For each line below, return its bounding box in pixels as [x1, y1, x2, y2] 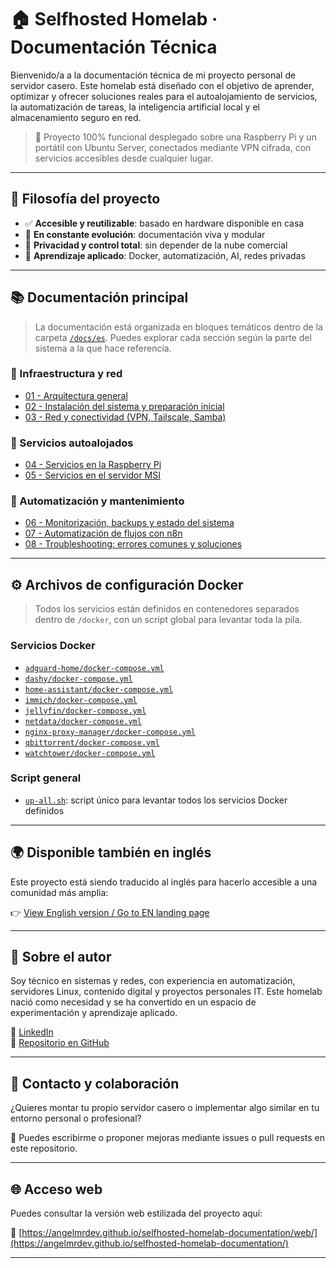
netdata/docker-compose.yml [24, 716, 142, 726]
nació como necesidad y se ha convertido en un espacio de [10, 996, 257, 1008]
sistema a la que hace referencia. [34, 342, 172, 354]
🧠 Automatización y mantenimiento [10, 494, 185, 508]
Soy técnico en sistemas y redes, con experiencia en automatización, [10, 975, 296, 987]
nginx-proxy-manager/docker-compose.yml [24, 727, 196, 737]
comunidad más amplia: [10, 886, 109, 898]
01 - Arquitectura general [24, 389, 128, 401]
